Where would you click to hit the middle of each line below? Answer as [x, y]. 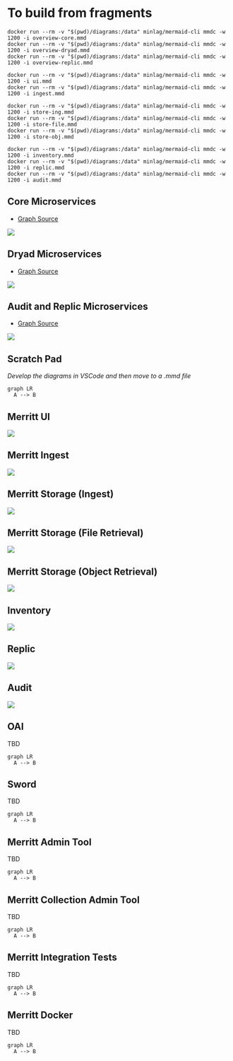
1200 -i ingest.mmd [36, 93]
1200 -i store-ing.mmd [41, 112]
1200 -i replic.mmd [36, 167]
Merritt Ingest [38, 456]
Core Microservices [52, 202]
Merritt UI [29, 417]
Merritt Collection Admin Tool [73, 900]
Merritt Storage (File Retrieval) [76, 533]
